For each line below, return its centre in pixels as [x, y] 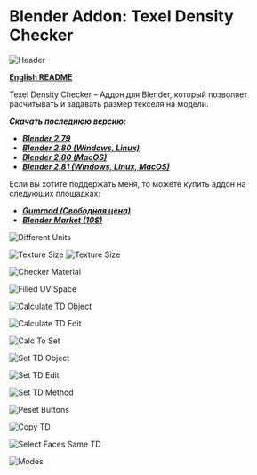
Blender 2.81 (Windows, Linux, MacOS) [96, 166]
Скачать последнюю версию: [68, 121]
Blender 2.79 [46, 138]
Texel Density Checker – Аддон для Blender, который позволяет [128, 94]
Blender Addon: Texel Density [121, 16]
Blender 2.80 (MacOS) [64, 157]
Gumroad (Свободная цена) [76, 210]
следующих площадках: [55, 193]
